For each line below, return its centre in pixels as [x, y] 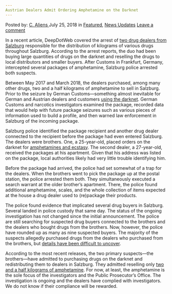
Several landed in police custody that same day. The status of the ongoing [84, 210]
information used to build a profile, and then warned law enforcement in [81, 115]
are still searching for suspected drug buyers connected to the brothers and [85, 222]
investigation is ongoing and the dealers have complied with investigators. [83, 281]
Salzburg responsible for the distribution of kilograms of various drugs [79, 45]
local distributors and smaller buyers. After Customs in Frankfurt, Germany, [84, 62]
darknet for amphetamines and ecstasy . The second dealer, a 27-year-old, [84, 147]
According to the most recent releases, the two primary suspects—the [79, 253]
